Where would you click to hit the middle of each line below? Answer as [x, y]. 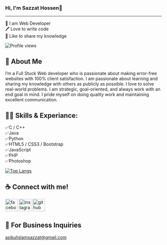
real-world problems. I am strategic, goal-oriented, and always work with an [83, 89]
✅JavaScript [18, 150]
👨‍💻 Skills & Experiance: [42, 116]
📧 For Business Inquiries [43, 225]
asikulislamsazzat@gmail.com [36, 237]
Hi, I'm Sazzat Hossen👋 [34, 8]
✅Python [14, 138]
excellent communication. [32, 100]
